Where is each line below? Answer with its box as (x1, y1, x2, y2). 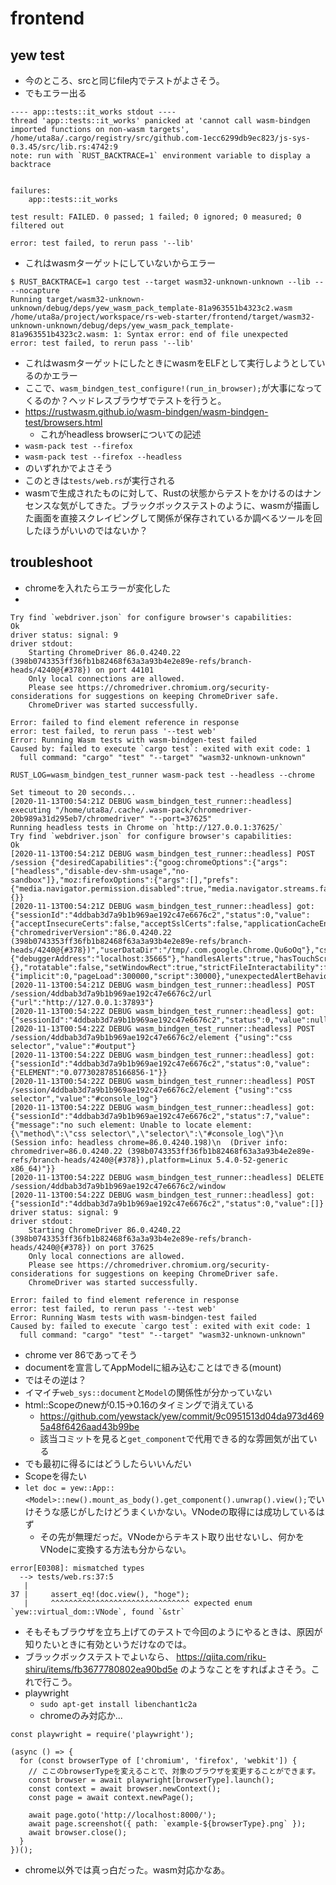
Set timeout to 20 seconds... (10, 787, 137, 797)
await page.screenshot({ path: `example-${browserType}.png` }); (28, 1818, 307, 1829)
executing (10, 805, 52, 815)
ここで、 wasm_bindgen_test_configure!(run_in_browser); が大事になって (24, 382, 323, 394)
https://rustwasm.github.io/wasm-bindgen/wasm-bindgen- (24, 406, 269, 417)
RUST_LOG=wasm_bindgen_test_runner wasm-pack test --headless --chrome (10, 770, 315, 780)
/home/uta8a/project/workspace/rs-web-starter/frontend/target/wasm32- (10, 312, 315, 322)
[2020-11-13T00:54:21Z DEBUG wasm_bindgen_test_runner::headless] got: (10, 901, 315, 911)
